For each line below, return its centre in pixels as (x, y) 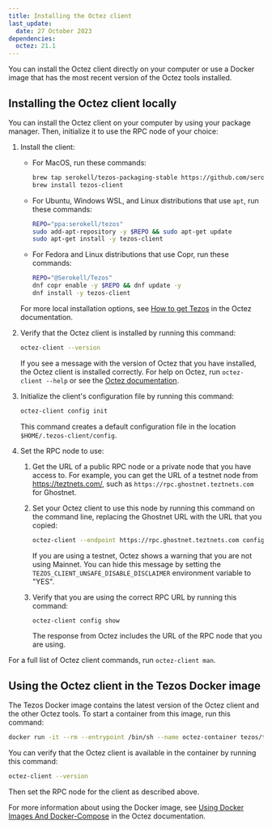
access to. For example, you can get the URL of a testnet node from (145, 475)
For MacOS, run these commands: (89, 162)
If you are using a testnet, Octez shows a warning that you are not (142, 555)
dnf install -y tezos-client (81, 293)
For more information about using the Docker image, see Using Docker (126, 808)
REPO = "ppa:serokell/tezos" (78, 224)
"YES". (43, 581)
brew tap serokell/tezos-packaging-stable (105, 177)
